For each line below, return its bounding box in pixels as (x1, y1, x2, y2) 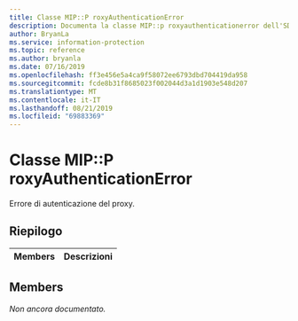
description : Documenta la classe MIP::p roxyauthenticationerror (9, 21, 260, 30)
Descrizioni (63, 250, 114, 262)
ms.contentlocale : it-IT (9, 95, 101, 105)
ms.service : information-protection (9, 37, 145, 47)
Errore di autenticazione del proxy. (9, 199, 135, 209)
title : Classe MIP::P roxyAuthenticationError (9, 12, 184, 22)
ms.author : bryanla (9, 54, 82, 63)
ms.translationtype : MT (9, 87, 98, 96)
